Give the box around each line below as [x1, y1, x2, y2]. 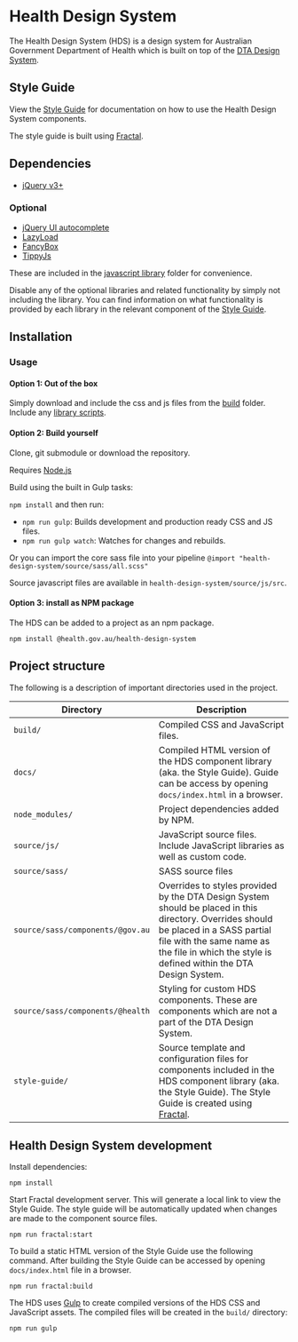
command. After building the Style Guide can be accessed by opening [9, 1255, 266, 1267]
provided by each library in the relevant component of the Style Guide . [9, 304, 267, 314]
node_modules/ [13, 809, 74, 819]
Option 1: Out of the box [9, 377, 98, 388]
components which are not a [158, 1005, 278, 1017]
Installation [9, 330, 73, 345]
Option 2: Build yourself [9, 427, 99, 438]
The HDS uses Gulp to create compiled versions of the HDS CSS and [9, 1298, 261, 1308]
